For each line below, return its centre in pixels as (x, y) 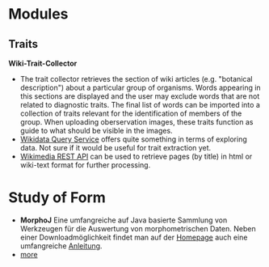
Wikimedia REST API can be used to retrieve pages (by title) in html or (136, 156)
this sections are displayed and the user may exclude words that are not (140, 96)
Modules (38, 14)
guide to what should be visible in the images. (96, 131)
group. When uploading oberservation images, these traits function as (137, 122)
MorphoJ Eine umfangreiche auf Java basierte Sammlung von (124, 220)
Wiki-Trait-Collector (43, 63)
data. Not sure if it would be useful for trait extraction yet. (116, 148)
